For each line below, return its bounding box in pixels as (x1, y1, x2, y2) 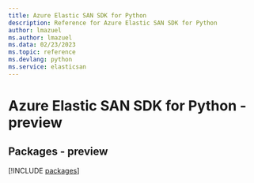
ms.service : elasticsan (8, 63, 87, 71)
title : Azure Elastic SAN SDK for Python (8, 11, 147, 20)
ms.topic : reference (8, 48, 77, 56)
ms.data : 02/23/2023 (8, 41, 77, 49)
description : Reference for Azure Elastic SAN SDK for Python (8, 19, 218, 27)
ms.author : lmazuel (8, 33, 73, 42)
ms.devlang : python (8, 56, 73, 64)
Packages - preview (8, 145, 108, 159)
